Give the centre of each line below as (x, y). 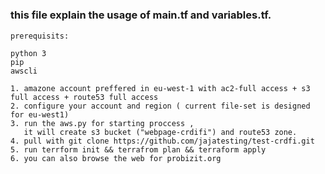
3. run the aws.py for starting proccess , (102, 123)
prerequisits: (40, 36)
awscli (24, 71)
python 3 (28, 53)
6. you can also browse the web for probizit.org (116, 158)
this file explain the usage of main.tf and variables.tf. (141, 15)
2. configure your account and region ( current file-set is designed (160, 106)
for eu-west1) (40, 114)
